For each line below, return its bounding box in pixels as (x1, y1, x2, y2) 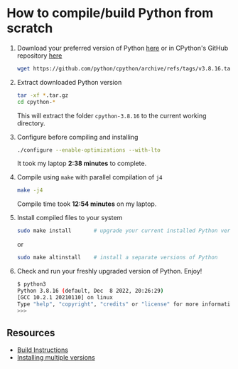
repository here (16, 51, 63, 60)
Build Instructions (16, 345, 69, 354)
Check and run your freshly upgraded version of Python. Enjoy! (16, 267, 202, 276)
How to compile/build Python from (6, 5, 214, 21)
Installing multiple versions (16, 353, 95, 362)
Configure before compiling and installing (16, 132, 139, 141)
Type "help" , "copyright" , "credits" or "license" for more (16, 301, 199, 308)
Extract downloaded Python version (16, 78, 122, 86)
